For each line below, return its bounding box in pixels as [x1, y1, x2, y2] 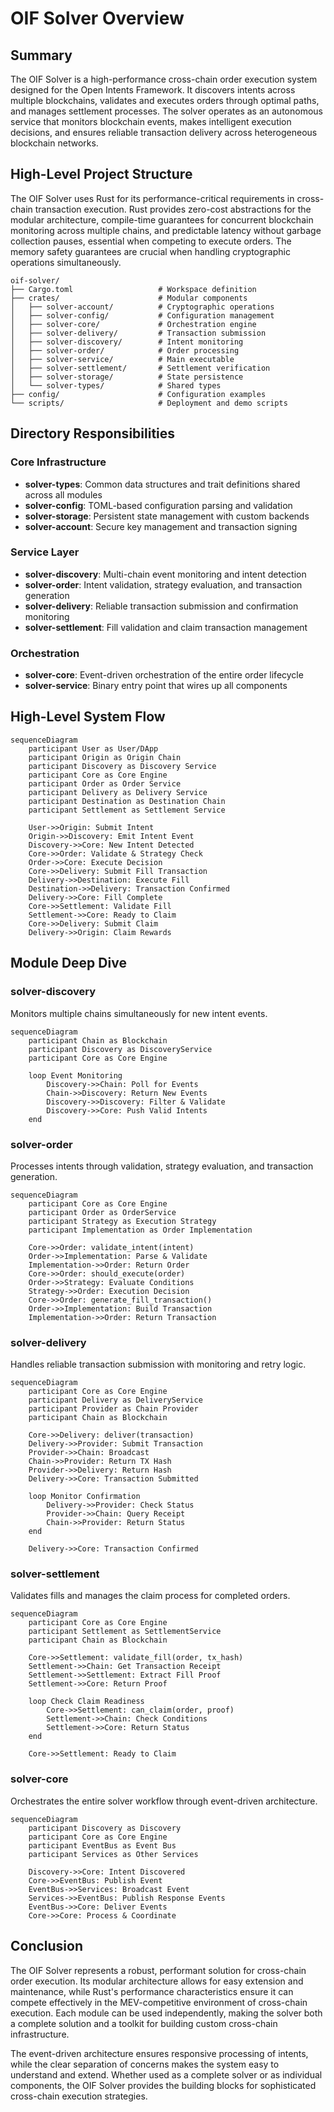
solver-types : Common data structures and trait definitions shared [24, 478, 301, 490]
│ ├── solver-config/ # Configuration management [10, 310, 275, 321]
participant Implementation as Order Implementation [28, 1225, 253, 1235]
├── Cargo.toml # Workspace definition [10, 284, 257, 294]
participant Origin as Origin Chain [28, 752, 182, 762]
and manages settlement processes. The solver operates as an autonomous [10, 105, 323, 117]
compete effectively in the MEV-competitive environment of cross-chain [10, 1996, 308, 2008]
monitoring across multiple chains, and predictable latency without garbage [10, 224, 322, 236]
